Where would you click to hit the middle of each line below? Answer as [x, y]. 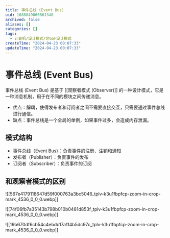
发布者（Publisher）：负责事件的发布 [51, 157]
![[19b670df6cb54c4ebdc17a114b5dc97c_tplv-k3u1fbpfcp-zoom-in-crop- [82, 225]
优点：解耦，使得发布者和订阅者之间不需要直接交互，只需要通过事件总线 [89, 107]
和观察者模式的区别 [35, 181]
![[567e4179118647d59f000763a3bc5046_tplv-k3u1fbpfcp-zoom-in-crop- [83, 194]
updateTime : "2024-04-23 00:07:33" [43, 48]
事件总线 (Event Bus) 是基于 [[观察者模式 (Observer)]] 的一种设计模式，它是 [84, 90]
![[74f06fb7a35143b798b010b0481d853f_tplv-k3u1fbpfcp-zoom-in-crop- [82, 209]
